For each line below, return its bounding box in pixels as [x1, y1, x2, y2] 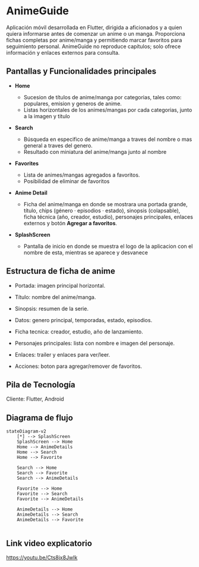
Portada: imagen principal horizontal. [14, 282, 106, 289]
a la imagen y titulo [23, 112, 70, 119]
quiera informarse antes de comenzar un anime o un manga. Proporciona [6, 30, 185, 37]
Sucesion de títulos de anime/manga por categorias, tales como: [23, 93, 182, 100]
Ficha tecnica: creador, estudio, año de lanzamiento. [14, 328, 144, 335]
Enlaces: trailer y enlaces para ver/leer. [14, 351, 110, 358]
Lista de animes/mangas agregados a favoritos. [23, 171, 140, 178]
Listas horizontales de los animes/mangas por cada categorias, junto [23, 106, 192, 114]
